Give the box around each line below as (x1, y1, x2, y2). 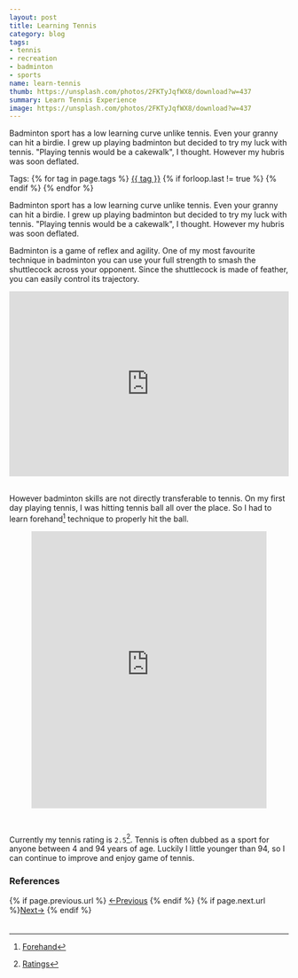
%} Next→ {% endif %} (9, 904, 92, 915)
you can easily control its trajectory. (9, 274, 140, 285)
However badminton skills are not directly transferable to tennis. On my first (9, 493, 286, 504)
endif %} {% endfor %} (9, 183, 94, 193)
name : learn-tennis (9, 79, 82, 88)
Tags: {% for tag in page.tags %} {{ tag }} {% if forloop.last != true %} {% (9, 174, 278, 184)
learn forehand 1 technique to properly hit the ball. (9, 512, 189, 524)
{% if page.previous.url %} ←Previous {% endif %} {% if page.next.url (9, 895, 266, 905)
